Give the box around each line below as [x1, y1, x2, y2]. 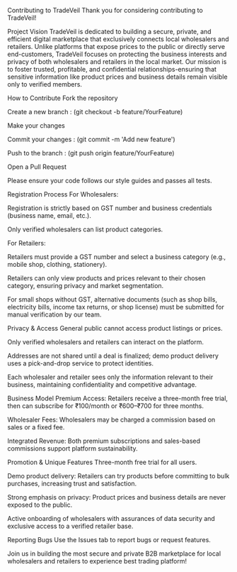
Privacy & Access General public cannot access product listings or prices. [7, 324, 223, 332]
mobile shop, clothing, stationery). [7, 260, 108, 268]
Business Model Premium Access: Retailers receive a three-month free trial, [7, 394, 229, 402]
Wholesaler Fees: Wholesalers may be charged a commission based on [7, 415, 216, 424]
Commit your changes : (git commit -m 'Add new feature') [7, 135, 175, 143]
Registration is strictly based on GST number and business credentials [7, 204, 212, 212]
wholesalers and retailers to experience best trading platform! [7, 557, 187, 565]
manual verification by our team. [7, 310, 102, 319]
